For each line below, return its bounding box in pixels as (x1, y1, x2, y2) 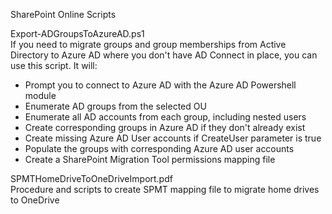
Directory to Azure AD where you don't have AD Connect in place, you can (10, 49, 318, 61)
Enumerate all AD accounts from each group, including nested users (24, 111, 307, 123)
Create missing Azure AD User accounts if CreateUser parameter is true (24, 132, 322, 144)
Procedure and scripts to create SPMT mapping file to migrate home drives (10, 184, 320, 195)
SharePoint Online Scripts (10, 9, 117, 20)
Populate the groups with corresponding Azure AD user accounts (24, 143, 295, 154)
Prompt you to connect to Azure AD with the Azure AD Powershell (24, 79, 297, 91)
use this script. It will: (10, 60, 98, 71)
